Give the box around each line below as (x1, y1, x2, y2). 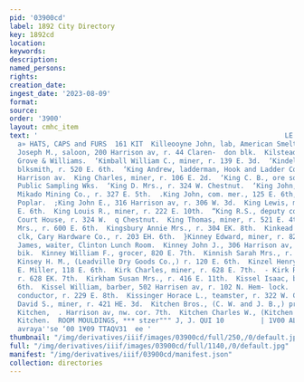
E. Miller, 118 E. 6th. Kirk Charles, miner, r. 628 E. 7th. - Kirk (17, 266, 290, 275)
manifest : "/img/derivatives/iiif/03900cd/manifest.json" (9, 349, 233, 358)
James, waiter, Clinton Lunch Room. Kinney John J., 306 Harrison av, (17, 241, 294, 250)
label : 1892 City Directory (9, 22, 116, 31)
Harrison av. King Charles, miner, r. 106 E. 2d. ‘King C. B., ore (17, 173, 285, 182)
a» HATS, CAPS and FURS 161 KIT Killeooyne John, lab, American (17, 139, 273, 148)
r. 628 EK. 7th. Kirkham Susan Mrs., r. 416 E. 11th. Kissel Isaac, (17, 274, 290, 283)
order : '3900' (9, 114, 63, 123)
